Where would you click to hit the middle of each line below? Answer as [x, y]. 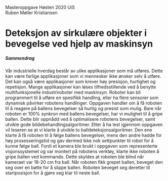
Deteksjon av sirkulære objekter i [76, 33]
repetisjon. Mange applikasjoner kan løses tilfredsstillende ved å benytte [81, 87]
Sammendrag [20, 58]
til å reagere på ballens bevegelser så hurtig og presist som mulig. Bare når [83, 109]
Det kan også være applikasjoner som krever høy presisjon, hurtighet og [80, 82]
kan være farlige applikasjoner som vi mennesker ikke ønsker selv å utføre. [83, 76]
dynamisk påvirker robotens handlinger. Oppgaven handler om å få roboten [84, 103]
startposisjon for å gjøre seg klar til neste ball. [53, 173]
